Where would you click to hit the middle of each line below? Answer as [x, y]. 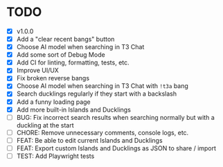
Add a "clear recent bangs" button [65, 39]
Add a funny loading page [53, 102]
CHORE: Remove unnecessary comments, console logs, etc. [102, 132]
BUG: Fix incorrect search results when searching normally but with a [116, 117]
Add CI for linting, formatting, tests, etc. [73, 62]
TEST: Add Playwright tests [55, 156]
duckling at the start [45, 125]
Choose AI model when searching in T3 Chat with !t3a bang [102, 86]
